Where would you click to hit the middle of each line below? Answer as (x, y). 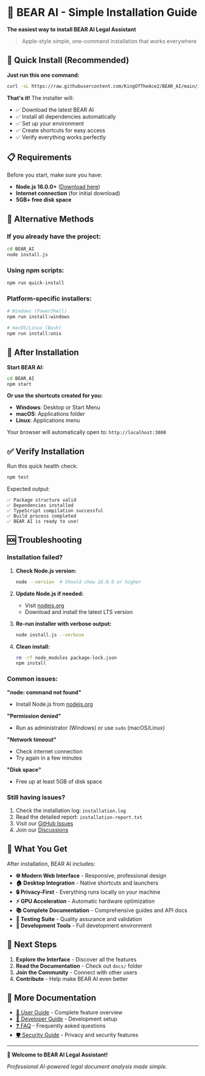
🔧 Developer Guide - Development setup (66, 1019)
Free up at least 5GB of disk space (59, 781)
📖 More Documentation (52, 998)
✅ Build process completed (42, 516)
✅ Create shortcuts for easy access (61, 130)
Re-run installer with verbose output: (64, 624)
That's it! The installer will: (40, 98)
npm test (18, 477)
